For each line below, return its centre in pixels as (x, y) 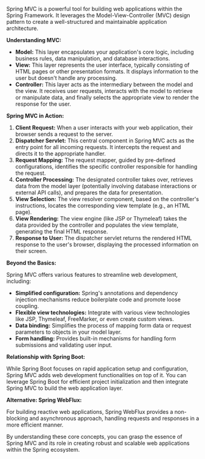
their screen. (31, 251)
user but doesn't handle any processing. (66, 78)
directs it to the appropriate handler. (60, 153)
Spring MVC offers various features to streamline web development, (92, 275)
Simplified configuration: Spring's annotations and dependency (96, 293)
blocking (17, 418)
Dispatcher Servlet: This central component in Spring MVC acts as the (105, 141)
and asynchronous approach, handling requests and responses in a (114, 418)
